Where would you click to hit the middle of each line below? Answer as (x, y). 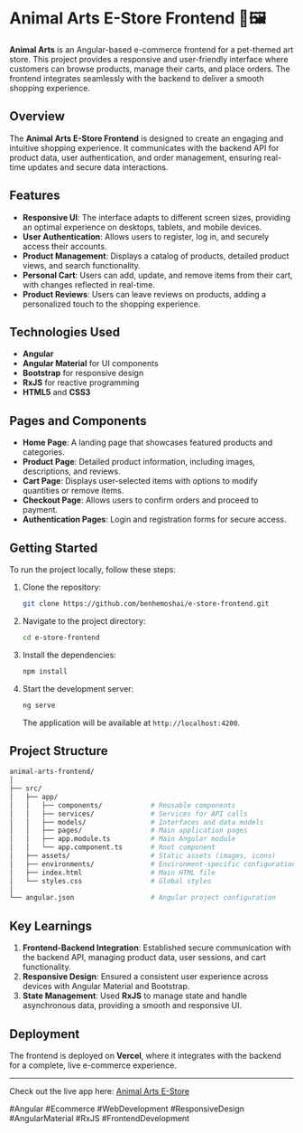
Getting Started (54, 548)
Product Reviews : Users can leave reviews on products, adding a (144, 294)
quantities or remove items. (73, 491)
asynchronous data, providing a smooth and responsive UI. (132, 1006)
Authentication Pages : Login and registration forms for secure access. (154, 519)
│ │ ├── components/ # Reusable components (123, 805)
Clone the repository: (62, 587)
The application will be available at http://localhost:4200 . (131, 722)
